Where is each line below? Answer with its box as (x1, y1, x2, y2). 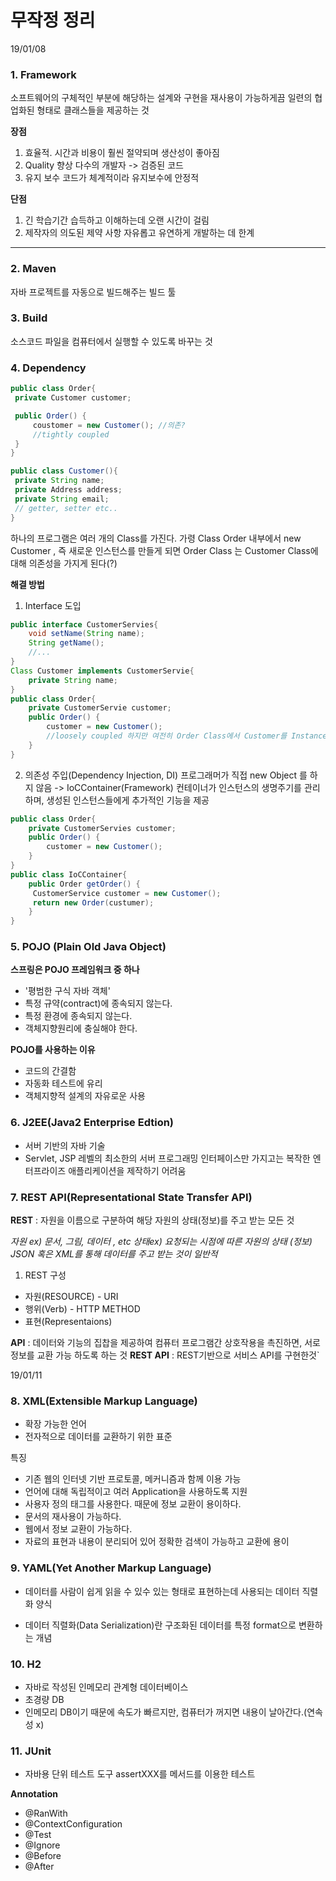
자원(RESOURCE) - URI (24, 1291, 119, 1303)
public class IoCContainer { (10, 869, 128, 880)
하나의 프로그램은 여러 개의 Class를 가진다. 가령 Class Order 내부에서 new (10, 532, 302, 544)
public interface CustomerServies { (10, 619, 159, 630)
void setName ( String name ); (28, 629, 145, 639)
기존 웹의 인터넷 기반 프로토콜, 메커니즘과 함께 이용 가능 (24, 1473, 242, 1485)
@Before (24, 1850, 62, 1862)
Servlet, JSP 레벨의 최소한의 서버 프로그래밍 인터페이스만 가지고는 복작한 (24, 1152, 311, 1164)
